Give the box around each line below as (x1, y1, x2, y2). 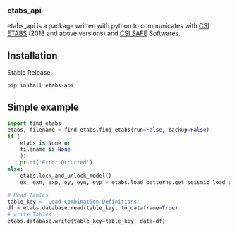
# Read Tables (7, 191, 49, 199)
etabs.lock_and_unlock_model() (20, 172, 112, 179)
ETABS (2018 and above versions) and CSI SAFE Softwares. (7, 29, 181, 37)
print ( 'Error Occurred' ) (20, 159, 93, 166)
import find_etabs (7, 119, 61, 127)
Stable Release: (7, 68, 53, 77)
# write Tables (7, 211, 52, 219)
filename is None (20, 146, 71, 153)
